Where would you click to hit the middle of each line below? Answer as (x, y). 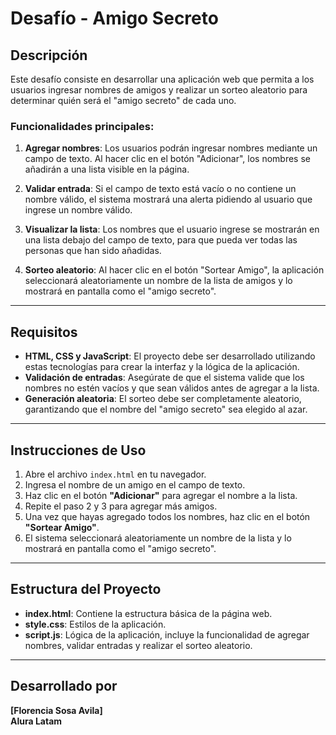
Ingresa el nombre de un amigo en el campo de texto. (135, 484)
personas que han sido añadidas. (93, 251)
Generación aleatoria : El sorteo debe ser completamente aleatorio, (163, 399)
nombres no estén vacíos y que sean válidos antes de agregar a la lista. (172, 388)
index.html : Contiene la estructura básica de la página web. (148, 613)
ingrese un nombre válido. (78, 210)
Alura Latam (36, 721)
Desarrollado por (64, 686)
